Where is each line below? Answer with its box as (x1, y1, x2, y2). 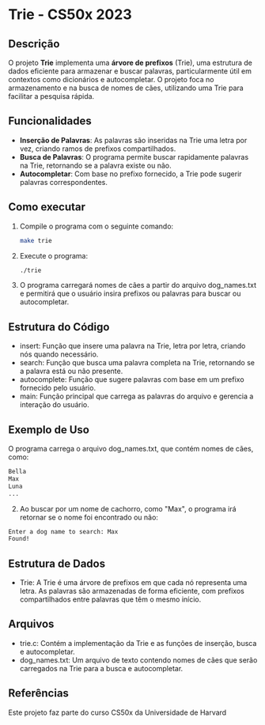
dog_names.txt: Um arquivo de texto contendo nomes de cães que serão (19, 655, 258, 665)
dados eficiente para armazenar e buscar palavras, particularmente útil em (8, 66, 252, 76)
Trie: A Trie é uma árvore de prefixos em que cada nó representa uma (19, 578, 248, 587)
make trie (19, 236, 53, 244)
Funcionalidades (8, 115, 93, 128)
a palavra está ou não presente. (19, 366, 123, 376)
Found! (8, 535, 30, 543)
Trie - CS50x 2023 (8, 6, 132, 24)
